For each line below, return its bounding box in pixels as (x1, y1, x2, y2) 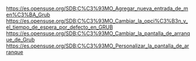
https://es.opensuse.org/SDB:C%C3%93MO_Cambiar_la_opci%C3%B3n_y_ (6, 18, 188, 24)
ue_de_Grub (6, 36, 35, 43)
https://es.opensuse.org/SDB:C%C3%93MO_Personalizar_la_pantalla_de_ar (6, 42, 190, 49)
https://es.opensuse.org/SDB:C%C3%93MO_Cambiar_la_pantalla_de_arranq (6, 30, 190, 37)
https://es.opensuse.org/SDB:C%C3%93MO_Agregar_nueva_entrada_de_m (6, 5, 188, 12)
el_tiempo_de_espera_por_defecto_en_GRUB (6, 23, 113, 30)
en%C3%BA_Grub (6, 11, 51, 18)
